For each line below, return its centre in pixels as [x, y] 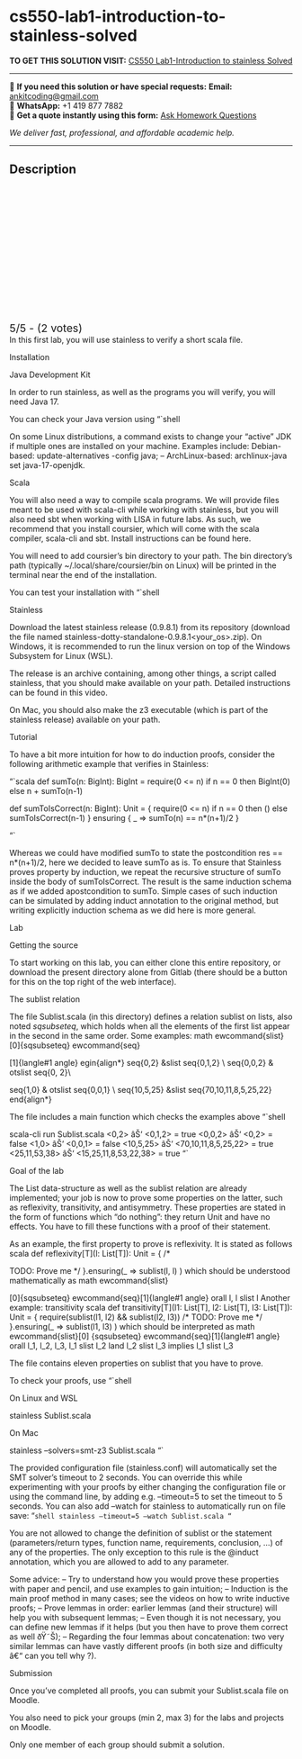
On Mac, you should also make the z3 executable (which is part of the [139, 709]
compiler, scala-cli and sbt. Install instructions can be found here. [130, 538]
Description [43, 170]
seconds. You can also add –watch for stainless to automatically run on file [147, 1506]
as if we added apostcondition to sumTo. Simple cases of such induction [143, 891]
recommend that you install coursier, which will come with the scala [134, 528]
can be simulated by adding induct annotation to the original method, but [144, 900]
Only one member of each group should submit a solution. [117, 1745]
